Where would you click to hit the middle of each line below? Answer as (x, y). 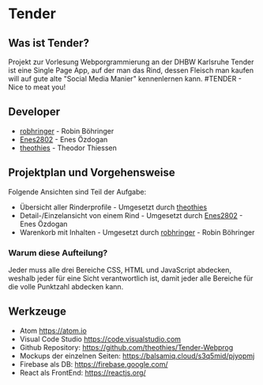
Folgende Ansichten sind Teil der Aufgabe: (77, 191)
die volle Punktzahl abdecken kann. (66, 286)
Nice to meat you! (37, 87)
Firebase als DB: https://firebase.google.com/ (94, 364)
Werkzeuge (38, 312)
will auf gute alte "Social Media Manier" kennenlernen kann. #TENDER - (125, 79)
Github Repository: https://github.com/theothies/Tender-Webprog (126, 347)
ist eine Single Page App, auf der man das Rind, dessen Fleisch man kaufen (131, 70)
